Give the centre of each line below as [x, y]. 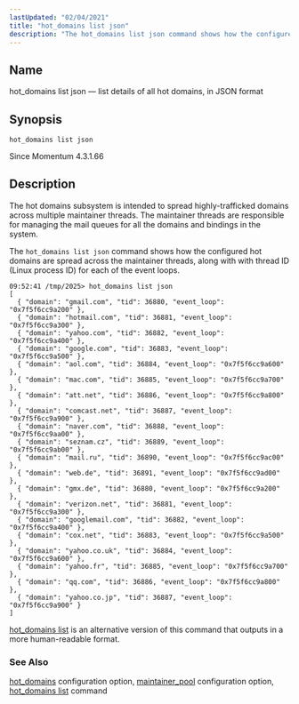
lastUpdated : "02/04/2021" [59, 17]
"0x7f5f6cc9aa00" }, [48, 434]
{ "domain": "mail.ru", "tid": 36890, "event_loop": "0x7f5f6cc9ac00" [151, 457]
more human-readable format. [65, 639]
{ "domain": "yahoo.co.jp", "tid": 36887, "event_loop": [125, 597]
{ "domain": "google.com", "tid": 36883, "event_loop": [123, 348]
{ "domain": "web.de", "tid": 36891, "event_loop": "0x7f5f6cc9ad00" [149, 473]
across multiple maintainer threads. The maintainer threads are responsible [147, 215]
